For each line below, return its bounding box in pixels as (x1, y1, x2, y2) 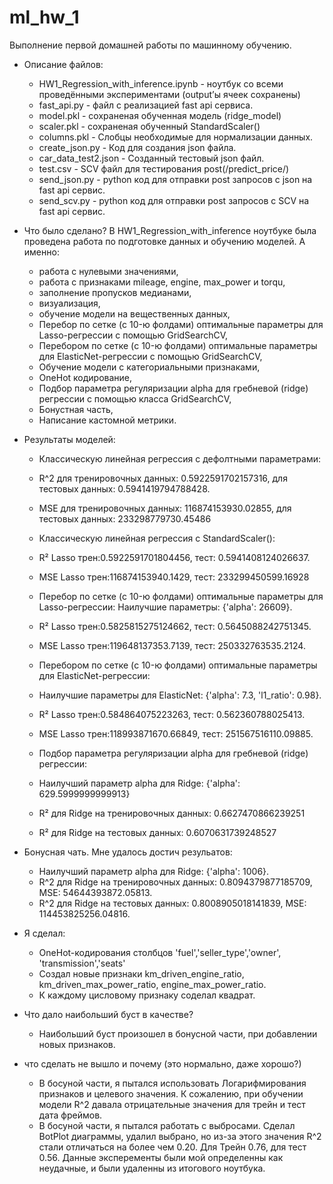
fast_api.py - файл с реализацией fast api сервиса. (38, 99, 254, 111)
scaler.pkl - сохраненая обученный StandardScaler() (38, 120, 261, 132)
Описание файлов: (23, 58, 104, 70)
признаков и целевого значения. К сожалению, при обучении (38, 1087, 304, 1100)
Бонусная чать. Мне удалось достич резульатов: (23, 846, 233, 858)
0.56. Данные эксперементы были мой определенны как (38, 1151, 284, 1163)
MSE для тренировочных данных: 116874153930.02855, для (38, 502, 292, 514)
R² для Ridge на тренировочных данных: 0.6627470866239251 (38, 807, 306, 819)
